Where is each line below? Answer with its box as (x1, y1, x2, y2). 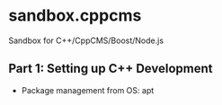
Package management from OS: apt (21, 84, 155, 95)
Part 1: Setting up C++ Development (8, 61, 213, 76)
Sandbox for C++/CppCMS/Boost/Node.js (8, 35, 164, 46)
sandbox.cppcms (8, 5, 142, 26)
